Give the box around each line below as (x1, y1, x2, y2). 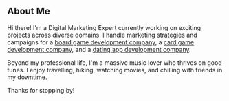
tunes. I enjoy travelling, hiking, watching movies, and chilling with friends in (7, 66, 223, 74)
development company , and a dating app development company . (7, 45, 191, 53)
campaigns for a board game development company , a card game (7, 38, 195, 46)
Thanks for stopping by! (7, 86, 75, 94)
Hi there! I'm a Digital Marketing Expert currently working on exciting (7, 23, 201, 31)
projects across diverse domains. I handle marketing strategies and (7, 31, 197, 39)
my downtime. (7, 73, 47, 81)
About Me (7, 5, 50, 17)
